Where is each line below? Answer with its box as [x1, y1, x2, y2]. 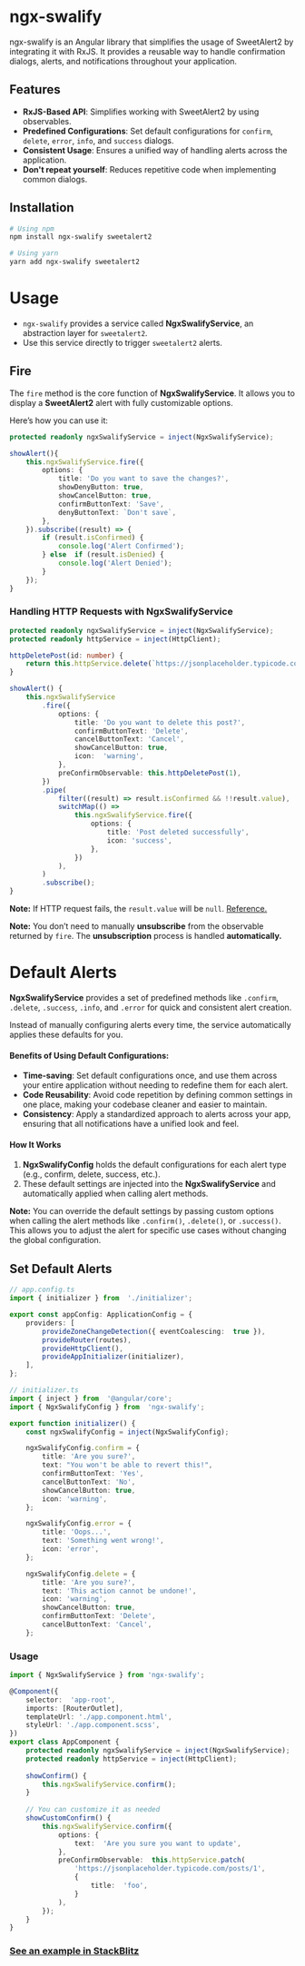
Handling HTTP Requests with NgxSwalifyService [9, 606, 233, 618]
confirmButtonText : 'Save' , [57, 499, 165, 509]
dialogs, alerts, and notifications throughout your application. [9, 55, 238, 66]
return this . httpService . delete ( [25, 659, 152, 668]
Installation [9, 200, 74, 215]
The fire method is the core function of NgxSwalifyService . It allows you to [9, 388, 295, 399]
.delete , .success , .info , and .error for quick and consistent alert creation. [9, 1002, 292, 1013]
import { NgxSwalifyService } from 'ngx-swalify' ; [9, 1671, 205, 1680]
